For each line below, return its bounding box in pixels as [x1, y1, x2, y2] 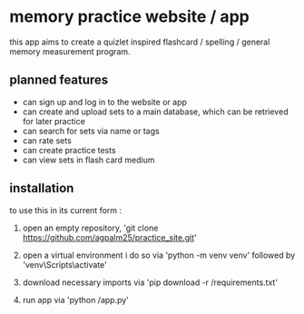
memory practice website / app [9, 6, 250, 27]
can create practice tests [22, 144, 116, 155]
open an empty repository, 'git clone [22, 222, 159, 233]
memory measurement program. [9, 45, 131, 56]
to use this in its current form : [9, 204, 123, 215]
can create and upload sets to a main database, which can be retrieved [22, 106, 289, 117]
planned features [9, 73, 109, 88]
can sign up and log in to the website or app [22, 96, 188, 107]
